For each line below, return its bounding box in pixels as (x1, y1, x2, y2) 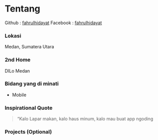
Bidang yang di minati (5, 80, 59, 87)
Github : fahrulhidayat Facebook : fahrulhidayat (5, 20, 102, 26)
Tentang (5, 3, 41, 15)
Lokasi (5, 32, 21, 39)
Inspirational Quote (5, 104, 53, 111)
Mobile (12, 92, 27, 98)
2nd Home (5, 56, 31, 63)
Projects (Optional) (5, 128, 52, 135)
